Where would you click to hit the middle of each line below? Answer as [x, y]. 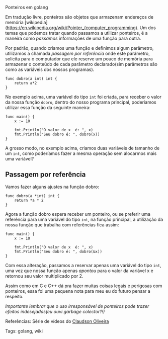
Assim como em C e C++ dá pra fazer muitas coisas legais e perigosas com [84, 286]
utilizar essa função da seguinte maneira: [48, 107]
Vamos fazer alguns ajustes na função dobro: [52, 187]
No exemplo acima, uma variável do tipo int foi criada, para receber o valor [83, 97]
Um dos [148, 28]
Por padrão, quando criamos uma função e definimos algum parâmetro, [79, 48]
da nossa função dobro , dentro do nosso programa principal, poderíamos [81, 102]
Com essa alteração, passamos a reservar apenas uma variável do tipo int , [83, 265]
